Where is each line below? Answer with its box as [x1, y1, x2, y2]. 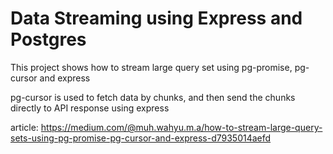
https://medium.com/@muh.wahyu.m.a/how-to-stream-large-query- [40, 121, 323, 133]
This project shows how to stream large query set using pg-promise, [10, 61, 293, 73]
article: [10, 121, 39, 133]
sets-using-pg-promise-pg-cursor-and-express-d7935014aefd [10, 132, 272, 144]
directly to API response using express [10, 102, 170, 114]
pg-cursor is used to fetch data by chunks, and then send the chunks [10, 91, 296, 103]
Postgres [10, 28, 87, 51]
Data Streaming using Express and [10, 7, 303, 30]
